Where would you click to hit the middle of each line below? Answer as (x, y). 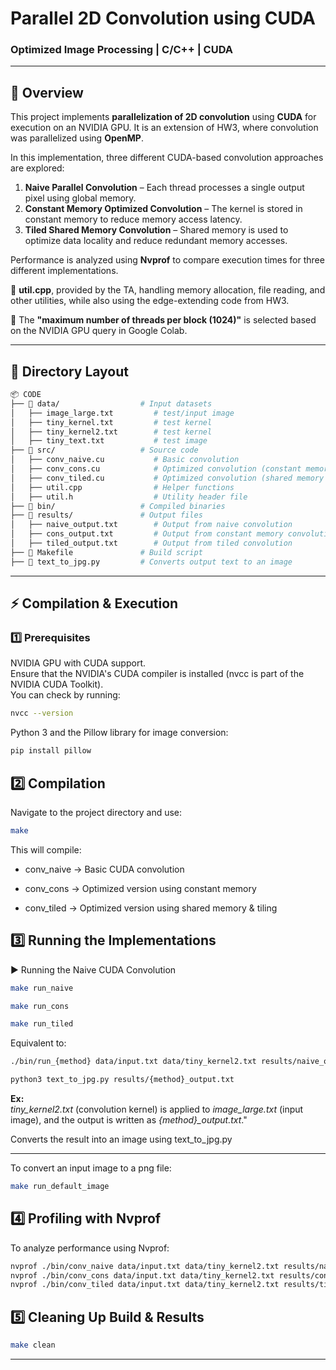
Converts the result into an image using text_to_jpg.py (121, 1139)
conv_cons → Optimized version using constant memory (140, 888)
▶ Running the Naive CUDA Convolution (93, 969)
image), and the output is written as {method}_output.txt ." (129, 1120)
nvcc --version (42, 713)
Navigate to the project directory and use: (96, 812)
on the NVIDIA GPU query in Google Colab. (99, 331)
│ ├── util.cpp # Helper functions (122, 487)
